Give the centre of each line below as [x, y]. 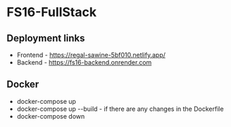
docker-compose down [51, 116]
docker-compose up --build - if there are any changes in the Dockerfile [120, 109]
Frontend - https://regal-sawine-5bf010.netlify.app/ [91, 55]
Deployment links [46, 38]
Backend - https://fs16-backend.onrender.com [84, 62]
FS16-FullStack [51, 12]
